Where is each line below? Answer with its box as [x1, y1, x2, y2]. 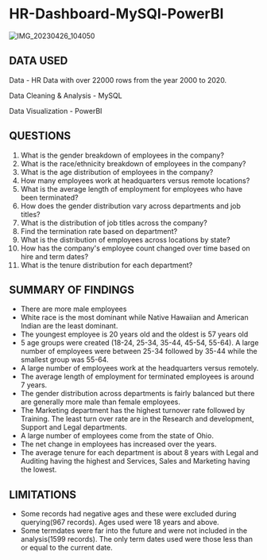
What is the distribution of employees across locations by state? [20, 235, 230, 244]
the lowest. [20, 465, 57, 474]
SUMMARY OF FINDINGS [9, 283, 134, 297]
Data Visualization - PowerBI [9, 106, 103, 115]
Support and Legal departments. [20, 422, 128, 432]
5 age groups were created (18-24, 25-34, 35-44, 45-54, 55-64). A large [20, 338, 259, 348]
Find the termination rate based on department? [20, 226, 178, 235]
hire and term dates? [20, 251, 89, 261]
